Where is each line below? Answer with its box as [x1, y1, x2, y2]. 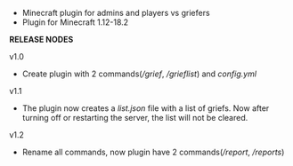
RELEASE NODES [9, 35, 74, 44]
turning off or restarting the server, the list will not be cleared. [21, 113, 248, 123]
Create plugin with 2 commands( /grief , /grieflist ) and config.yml [21, 68, 256, 79]
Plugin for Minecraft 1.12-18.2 [21, 17, 129, 28]
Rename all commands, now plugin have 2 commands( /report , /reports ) [21, 146, 285, 157]
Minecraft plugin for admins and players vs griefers [21, 8, 211, 18]
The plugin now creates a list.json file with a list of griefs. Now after [21, 103, 270, 114]
